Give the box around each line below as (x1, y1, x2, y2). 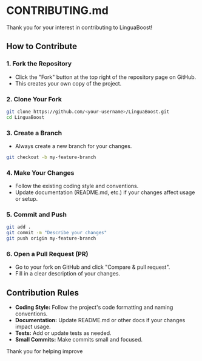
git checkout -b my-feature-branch (6, 154, 96, 160)
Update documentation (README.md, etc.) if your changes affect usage (15, 189, 195, 196)
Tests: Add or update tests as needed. (15, 329, 112, 337)
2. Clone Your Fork (6, 95, 62, 103)
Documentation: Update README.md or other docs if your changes (15, 317, 186, 324)
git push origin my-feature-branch (6, 235, 96, 241)
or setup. (15, 195, 38, 203)
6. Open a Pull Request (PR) (6, 249, 89, 258)
